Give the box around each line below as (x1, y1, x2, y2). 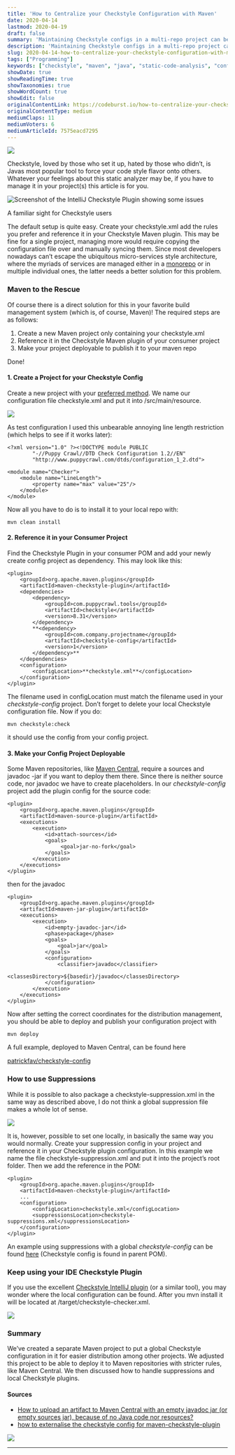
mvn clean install (7, 518, 61, 525)
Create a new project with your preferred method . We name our (7, 389, 191, 397)
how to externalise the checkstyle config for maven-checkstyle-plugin (17, 1421, 220, 1429)
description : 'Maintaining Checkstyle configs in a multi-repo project (7, 43, 220, 50)
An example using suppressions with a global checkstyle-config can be (7, 1242, 213, 1251)
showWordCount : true (7, 88, 68, 95)
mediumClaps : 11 (7, 114, 55, 121)
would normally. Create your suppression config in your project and (7, 1139, 201, 1147)
